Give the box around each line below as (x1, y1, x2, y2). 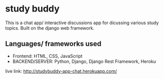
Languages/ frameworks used (5, 40, 102, 48)
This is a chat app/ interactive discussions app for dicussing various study (5, 20, 159, 26)
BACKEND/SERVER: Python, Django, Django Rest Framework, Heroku (12, 58, 156, 64)
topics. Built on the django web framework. (5, 25, 95, 31)
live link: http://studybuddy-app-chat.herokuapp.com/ (5, 68, 117, 74)
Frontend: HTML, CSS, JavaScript (12, 53, 83, 59)
